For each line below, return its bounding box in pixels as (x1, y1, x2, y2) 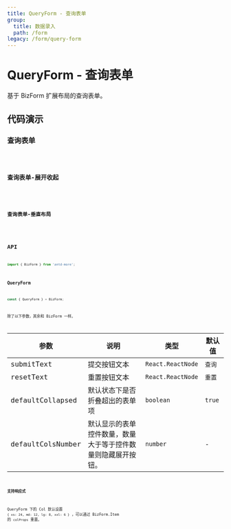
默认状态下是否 (87, 386, 136, 396)
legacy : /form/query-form (7, 36, 81, 43)
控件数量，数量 (87, 430, 136, 439)
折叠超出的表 (87, 396, 129, 406)
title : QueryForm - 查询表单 (7, 10, 87, 17)
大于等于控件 (87, 440, 129, 449)
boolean (145, 396, 170, 404)
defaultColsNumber (10, 440, 81, 449)
